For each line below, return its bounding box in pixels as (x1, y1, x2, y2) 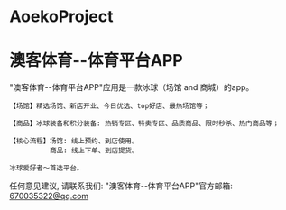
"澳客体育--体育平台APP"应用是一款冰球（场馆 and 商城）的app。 (9, 82, 254, 93)
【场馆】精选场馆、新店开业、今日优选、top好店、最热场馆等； (9, 102, 210, 111)
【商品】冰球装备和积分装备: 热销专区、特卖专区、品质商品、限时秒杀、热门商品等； (9, 119, 280, 128)
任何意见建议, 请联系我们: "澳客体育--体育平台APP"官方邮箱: (9, 180, 233, 191)
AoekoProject (9, 6, 114, 27)
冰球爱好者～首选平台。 (9, 164, 84, 173)
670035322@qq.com (9, 191, 89, 202)
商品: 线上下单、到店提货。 (49, 146, 139, 155)
